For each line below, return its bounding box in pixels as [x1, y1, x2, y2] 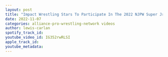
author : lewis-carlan [5, 26, 50, 31]
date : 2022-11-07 [5, 16, 41, 21]
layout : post [5, 7, 32, 12]
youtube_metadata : [5, 44, 43, 49]
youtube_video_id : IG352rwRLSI [5, 35, 70, 40]
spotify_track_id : [5, 30, 43, 35]
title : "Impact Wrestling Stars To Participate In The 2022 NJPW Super [5, 12, 157, 17]
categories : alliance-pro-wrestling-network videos [5, 21, 115, 26]
